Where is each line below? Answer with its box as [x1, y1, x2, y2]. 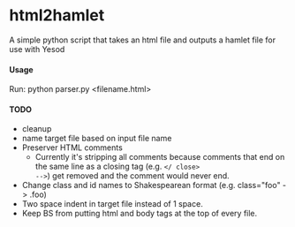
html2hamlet [9, 5, 105, 26]
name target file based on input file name [21, 133, 172, 144]
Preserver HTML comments [21, 142, 124, 153]
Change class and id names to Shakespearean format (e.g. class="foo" [21, 180, 281, 191]
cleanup [21, 124, 52, 134]
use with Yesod [9, 43, 65, 54]
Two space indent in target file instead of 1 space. [21, 199, 203, 209]
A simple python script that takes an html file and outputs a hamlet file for [9, 34, 276, 45]
